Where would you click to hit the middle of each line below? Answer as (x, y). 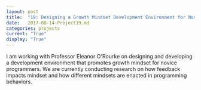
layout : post (22, 12)
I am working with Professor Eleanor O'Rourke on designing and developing (99, 56)
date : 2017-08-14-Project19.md (48, 23)
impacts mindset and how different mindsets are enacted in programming (97, 75)
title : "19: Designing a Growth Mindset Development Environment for (96, 17)
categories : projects (33, 28)
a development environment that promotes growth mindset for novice (92, 63)
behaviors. (19, 82)
